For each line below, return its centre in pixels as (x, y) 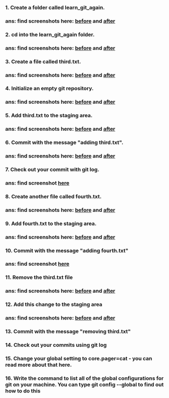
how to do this (23, 390)
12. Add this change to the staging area (54, 304)
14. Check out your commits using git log (56, 345)
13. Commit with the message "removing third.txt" (68, 332)
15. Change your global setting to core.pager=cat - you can (79, 358)
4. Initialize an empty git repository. (50, 89)
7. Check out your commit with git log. (52, 169)
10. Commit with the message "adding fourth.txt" (67, 251)
